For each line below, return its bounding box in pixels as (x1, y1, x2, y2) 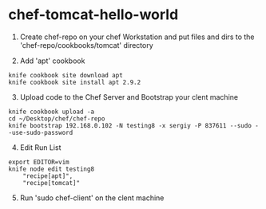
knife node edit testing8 (8, 165, 94, 173)
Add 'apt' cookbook (19, 56, 85, 65)
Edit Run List (19, 142, 62, 152)
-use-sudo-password (8, 128, 73, 136)
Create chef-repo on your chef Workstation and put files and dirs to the (19, 32, 255, 41)
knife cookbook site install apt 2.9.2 (8, 78, 141, 86)
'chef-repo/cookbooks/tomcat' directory (19, 40, 153, 49)
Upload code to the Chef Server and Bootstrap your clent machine (19, 92, 238, 101)
